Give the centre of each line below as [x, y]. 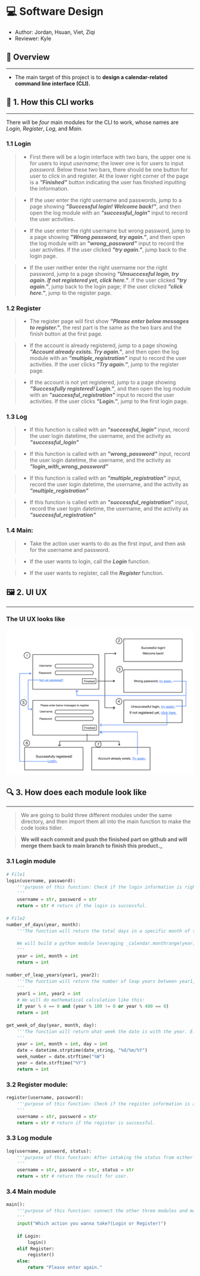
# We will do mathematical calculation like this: [81, 1000]
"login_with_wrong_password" [69, 467]
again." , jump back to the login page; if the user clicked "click [106, 286]
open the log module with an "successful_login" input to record [109, 213]
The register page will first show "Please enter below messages [109, 321]
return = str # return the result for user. [73, 1176]
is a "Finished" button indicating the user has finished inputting [108, 182]
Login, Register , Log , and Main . [45, 128]
